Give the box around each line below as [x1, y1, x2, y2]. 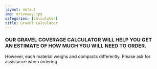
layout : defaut [5, 7, 36, 12]
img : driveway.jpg [5, 12, 43, 16]
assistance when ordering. [5, 58, 59, 64]
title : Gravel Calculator [5, 20, 58, 26]
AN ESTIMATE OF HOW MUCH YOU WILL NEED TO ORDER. [5, 42, 147, 49]
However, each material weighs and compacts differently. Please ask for [5, 54, 151, 59]
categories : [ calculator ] [5, 16, 58, 21]
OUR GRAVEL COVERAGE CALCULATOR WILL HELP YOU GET [5, 37, 153, 43]
